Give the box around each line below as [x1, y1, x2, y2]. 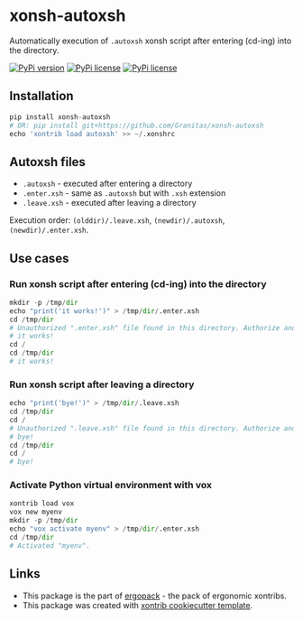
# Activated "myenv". [9, 541, 91, 551]
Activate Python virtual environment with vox [9, 479, 212, 492]
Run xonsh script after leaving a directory [9, 378, 195, 391]
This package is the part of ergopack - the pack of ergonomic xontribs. [22, 590, 287, 601]
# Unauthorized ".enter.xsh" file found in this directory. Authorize [9, 323, 280, 332]
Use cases [9, 250, 69, 266]
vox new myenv [9, 507, 63, 517]
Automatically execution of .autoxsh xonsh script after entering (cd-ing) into [9, 35, 292, 46]
